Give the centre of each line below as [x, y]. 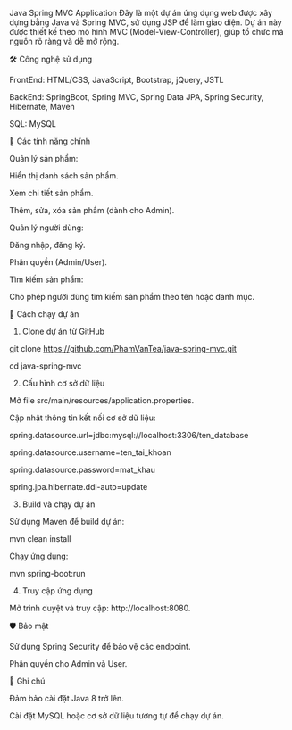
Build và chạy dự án [58, 504]
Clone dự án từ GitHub [63, 331]
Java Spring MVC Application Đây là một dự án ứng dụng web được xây [141, 13]
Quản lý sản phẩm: [44, 158]
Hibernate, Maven [42, 107]
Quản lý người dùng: [46, 228]
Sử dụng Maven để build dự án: [67, 522]
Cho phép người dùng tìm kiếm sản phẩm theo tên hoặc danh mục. [132, 297]
